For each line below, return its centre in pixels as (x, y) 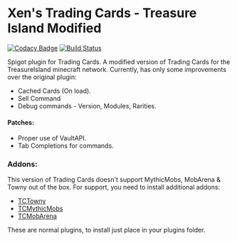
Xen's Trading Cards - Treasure (102, 13)
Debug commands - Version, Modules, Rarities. (87, 106)
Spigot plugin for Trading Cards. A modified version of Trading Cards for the (119, 61)
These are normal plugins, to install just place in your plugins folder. (106, 230)
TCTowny (32, 201)
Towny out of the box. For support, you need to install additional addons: (114, 188)
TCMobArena (37, 216)
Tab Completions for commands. (65, 146)
